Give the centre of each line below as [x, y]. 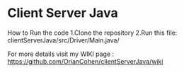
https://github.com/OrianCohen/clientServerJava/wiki [85, 61]
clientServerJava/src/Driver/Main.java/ [63, 40]
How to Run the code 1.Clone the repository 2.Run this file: [92, 33]
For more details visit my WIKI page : [61, 54]
